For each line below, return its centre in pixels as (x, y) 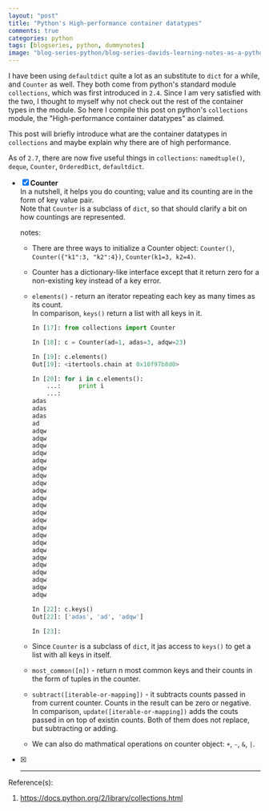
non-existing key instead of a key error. (96, 280)
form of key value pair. (57, 200)
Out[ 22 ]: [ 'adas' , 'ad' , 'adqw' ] (88, 617)
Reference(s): (31, 783)
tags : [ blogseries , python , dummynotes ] (77, 46)
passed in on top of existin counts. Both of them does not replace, (141, 720)
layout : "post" (34, 16)
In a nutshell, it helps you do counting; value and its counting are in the (137, 192)
